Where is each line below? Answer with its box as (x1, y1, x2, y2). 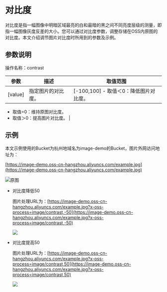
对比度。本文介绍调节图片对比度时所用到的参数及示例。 (5, 34, 118, 40)
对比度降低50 (12, 188, 40, 194)
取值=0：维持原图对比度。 (12, 108, 66, 115)
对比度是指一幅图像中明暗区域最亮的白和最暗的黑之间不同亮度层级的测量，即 (5, 22, 162, 28)
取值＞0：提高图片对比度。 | (12, 115, 71, 121)
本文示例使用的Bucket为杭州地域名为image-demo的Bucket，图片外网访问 (5, 145, 156, 151)
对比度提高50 (12, 239, 40, 245)
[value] (7, 91, 25, 98)
